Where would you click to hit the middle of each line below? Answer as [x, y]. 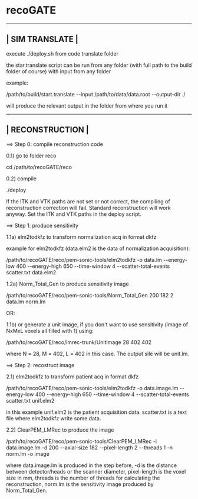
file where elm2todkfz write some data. [54, 418]
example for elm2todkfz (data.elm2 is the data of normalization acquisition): [98, 248]
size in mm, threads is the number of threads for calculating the [83, 478]
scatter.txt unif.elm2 [30, 400]
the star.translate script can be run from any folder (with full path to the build [99, 65]
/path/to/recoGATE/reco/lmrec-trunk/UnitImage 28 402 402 [79, 342]
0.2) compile [22, 179]
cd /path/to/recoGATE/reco [39, 167]
